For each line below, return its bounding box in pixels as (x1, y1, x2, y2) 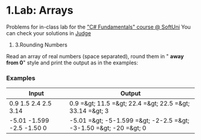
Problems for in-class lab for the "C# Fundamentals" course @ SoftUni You (6, 23, 191, 30)
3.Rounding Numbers (14, 41, 68, 48)
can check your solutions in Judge (6, 29, 92, 36)
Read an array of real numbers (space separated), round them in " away (6, 52, 184, 60)
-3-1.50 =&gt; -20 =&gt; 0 (69, 124, 147, 132)
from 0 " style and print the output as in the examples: (6, 59, 139, 66)
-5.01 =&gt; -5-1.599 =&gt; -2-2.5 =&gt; (69, 117, 190, 125)
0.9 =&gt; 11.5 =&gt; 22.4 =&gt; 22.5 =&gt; (69, 99, 190, 108)
